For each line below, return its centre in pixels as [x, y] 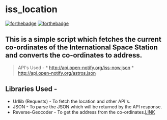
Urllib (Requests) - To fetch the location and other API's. [72, 101]
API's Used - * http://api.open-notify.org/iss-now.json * [76, 68]
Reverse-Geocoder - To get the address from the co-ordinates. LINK [84, 112]
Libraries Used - [31, 89]
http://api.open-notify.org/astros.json [57, 73]
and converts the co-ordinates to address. [74, 55]
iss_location [31, 9]
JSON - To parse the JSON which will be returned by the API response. [87, 107]
